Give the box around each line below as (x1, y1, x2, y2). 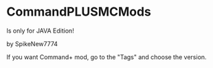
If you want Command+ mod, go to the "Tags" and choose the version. (6, 52, 207, 61)
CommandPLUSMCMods (6, 4, 152, 20)
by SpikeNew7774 (6, 39, 58, 48)
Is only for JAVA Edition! (6, 27, 75, 35)
